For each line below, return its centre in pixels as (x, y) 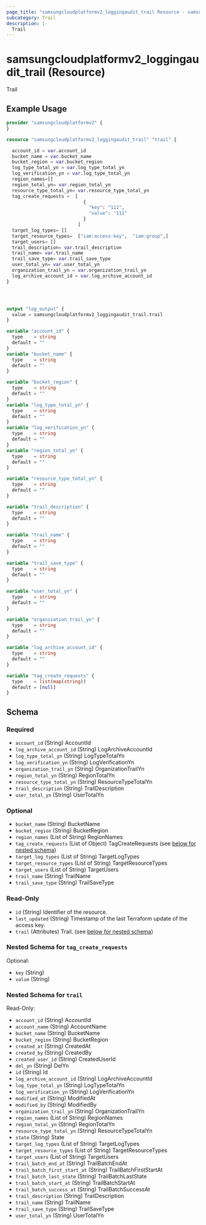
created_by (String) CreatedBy (53, 1053)
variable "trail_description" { (48, 507)
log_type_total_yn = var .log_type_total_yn (68, 168)
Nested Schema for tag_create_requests (67, 947)
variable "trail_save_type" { (45, 563)
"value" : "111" (108, 213)
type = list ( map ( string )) (49, 681)
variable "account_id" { (38, 332)
